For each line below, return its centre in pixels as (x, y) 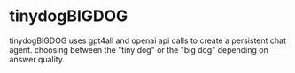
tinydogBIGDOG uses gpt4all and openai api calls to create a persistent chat (147, 40)
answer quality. (37, 59)
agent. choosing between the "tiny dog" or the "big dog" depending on (139, 49)
